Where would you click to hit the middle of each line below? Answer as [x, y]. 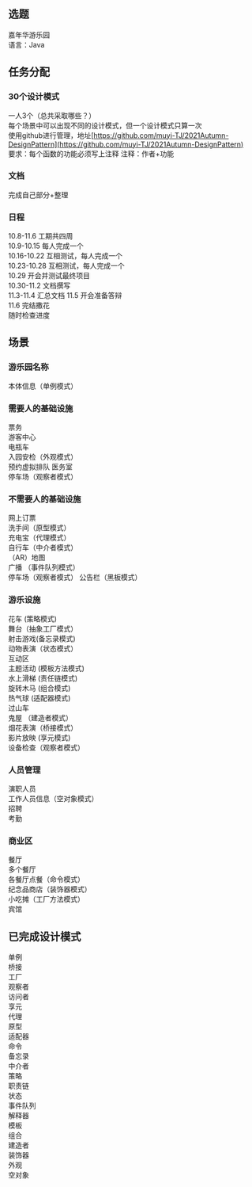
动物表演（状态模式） [43, 648]
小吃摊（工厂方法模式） [46, 899]
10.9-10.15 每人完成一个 [46, 246]
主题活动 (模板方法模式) [47, 668]
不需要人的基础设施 [45, 499]
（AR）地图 [27, 558]
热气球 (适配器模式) [39, 698]
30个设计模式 [34, 97]
